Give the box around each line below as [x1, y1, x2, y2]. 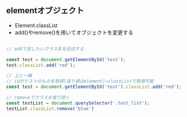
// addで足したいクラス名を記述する [6, 46, 84, 52]
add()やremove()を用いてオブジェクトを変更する [14, 29, 134, 36]
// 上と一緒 [6, 73, 33, 79]
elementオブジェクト [6, 5, 84, 16]
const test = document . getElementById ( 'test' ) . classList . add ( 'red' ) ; [6, 84, 182, 90]
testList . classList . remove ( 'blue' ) [6, 106, 94, 112]
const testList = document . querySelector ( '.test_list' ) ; [6, 100, 150, 106]
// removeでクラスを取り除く [6, 94, 70, 101]
